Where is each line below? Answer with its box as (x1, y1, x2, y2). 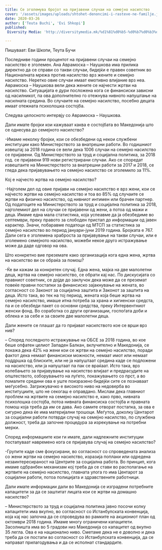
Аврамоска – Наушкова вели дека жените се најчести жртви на (5, 82, 137, 88)
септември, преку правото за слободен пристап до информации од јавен (5, 217, 157, 223)
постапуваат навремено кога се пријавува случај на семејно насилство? (5, 439, 156, 445)
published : (5, 25, 27, 30)
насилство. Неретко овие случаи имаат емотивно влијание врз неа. (5, 77, 146, 83)
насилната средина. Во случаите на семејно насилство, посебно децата (5, 98, 155, 103)
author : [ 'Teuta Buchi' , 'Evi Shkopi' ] (5, 20, 85, 26)
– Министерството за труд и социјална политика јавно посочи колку (5, 503, 146, 509)
